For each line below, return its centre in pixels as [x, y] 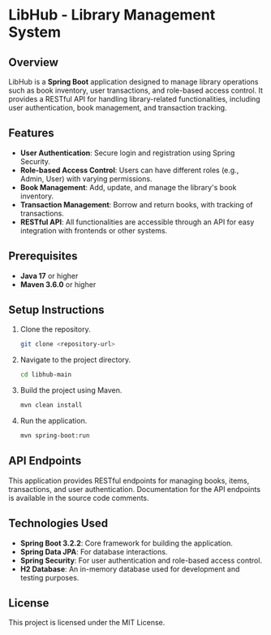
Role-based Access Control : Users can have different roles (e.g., [129, 170]
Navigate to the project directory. [75, 360]
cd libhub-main [46, 375]
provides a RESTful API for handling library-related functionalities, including [135, 99]
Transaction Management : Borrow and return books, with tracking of [136, 204]
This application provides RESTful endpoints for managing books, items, [129, 481]
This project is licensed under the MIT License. [87, 623]
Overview [34, 62]
